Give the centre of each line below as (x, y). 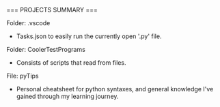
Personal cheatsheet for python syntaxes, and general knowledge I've (115, 89)
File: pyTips (23, 76)
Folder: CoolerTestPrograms (46, 49)
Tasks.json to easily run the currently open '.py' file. (89, 36)
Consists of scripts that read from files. (71, 63)
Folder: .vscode (28, 23)
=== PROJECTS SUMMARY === (52, 10)
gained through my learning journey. (67, 96)
